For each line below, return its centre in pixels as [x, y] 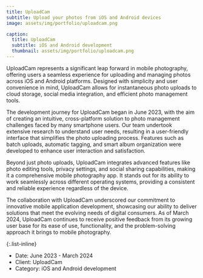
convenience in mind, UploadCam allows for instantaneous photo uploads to [101, 87]
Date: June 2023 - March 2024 [54, 256]
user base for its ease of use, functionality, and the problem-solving [91, 225]
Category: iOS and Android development [66, 268]
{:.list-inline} [22, 243]
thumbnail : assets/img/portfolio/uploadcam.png [73, 51]
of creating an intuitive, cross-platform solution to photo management [93, 118]
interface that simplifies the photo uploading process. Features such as [95, 137]
